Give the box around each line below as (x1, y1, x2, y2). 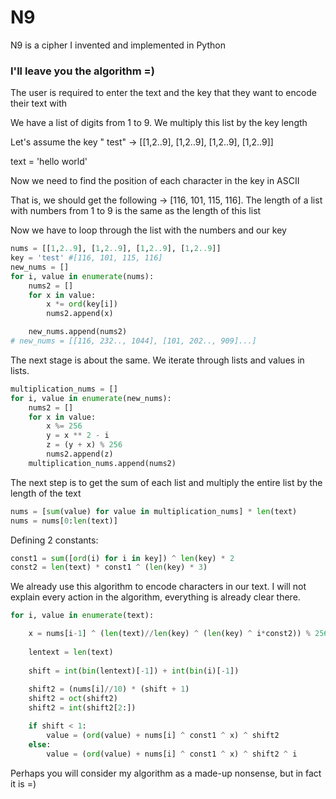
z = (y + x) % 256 (46, 440, 123, 450)
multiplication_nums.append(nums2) (28, 458, 177, 468)
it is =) (10, 777, 37, 790)
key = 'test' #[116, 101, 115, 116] (10, 253, 163, 263)
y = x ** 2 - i (46, 431, 110, 441)
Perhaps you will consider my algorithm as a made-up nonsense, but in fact (10, 767, 322, 779)
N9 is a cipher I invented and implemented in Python (10, 39, 226, 51)
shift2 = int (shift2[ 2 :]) (28, 703, 137, 713)
